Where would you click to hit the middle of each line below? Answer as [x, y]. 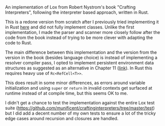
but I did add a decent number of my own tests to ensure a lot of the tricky [81, 113]
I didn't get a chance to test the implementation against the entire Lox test [80, 103]
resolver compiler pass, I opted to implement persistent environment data [80, 63]
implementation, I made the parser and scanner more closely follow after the [82, 32]
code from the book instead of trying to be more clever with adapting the [79, 37]
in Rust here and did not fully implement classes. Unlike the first [70, 27]
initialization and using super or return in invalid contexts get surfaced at [79, 88]
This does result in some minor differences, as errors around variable [75, 83]
